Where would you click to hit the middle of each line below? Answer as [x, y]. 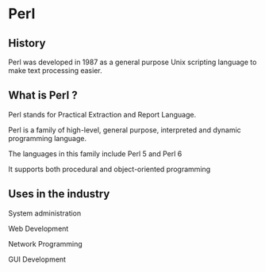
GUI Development [37, 259]
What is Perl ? [43, 96]
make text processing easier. [55, 71]
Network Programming [46, 243]
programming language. [48, 138]
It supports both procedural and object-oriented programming [109, 169]
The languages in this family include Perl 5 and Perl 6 [95, 153]
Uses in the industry [59, 194]
